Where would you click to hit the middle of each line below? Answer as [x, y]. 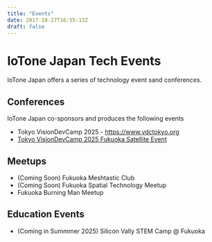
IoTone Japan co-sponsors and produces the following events [96, 119]
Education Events [46, 215]
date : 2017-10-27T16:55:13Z [48, 20]
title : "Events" [30, 14]
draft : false [26, 26]
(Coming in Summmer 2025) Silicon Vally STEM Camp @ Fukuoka [111, 231]
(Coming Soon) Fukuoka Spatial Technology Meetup [92, 185]
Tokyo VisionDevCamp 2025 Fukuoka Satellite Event [92, 139]
